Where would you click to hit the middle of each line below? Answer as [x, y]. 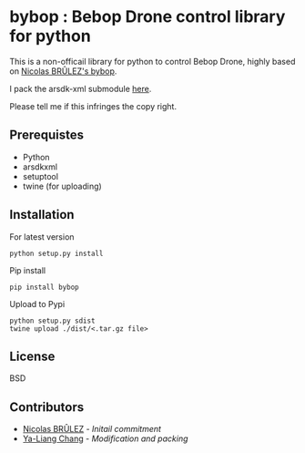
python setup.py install [56, 253]
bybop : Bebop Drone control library [147, 17]
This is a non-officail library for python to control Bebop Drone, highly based [152, 61]
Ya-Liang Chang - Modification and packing [105, 438]
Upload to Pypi [37, 304]
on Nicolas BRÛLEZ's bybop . [63, 71]
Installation [42, 215]
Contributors [47, 407]
